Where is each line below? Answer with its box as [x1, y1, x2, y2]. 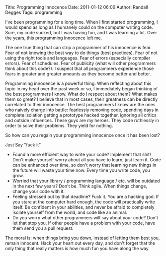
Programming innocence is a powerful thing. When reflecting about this [5, 80, 152, 86]
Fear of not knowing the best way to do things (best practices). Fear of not [5, 50, 158, 56]
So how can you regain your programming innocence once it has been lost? [5, 132, 160, 138]
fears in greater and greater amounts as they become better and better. [5, 71, 152, 76]
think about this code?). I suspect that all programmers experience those [5, 65, 154, 71]
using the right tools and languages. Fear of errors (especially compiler [5, 55, 151, 61]
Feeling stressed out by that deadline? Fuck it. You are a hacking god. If [12, 193, 159, 199]
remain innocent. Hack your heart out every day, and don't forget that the [5, 240, 155, 246]
